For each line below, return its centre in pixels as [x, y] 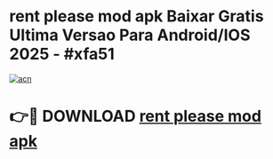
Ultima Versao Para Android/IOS [130, 35]
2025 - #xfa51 [62, 54]
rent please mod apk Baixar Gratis [136, 16]
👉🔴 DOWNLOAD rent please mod [136, 116]
